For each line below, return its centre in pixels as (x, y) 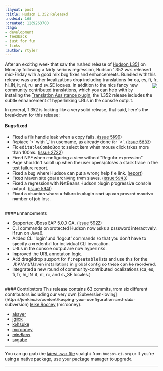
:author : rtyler (21, 50)
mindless (21, 335)
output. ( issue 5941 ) (32, 188)
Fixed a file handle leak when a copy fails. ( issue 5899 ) (67, 137)
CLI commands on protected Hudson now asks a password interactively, (84, 228)
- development (19, 32)
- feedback (16, 37)
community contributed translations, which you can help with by (69, 90)
